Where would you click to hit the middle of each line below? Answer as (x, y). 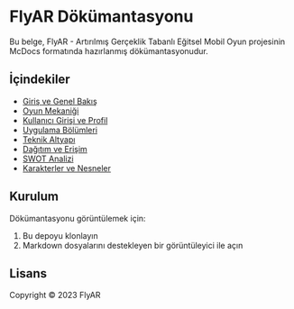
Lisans (28, 273)
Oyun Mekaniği (51, 111)
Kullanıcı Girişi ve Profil (65, 120)
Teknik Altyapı (49, 139)
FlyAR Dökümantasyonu (101, 17)
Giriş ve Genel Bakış (60, 101)
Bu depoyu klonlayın (60, 235)
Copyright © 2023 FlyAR (55, 295)
